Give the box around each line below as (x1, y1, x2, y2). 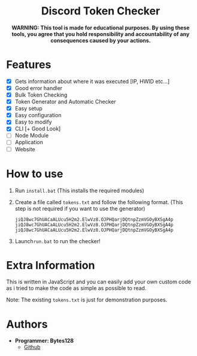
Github (23, 343, 41, 351)
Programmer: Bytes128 (14, 337, 74, 345)
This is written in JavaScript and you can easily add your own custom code (6, 278, 192, 286)
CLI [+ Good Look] (14, 125, 61, 133)
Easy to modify (14, 118, 52, 125)
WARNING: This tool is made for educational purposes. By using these (11, 24, 190, 31)
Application (14, 139, 43, 146)
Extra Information (6, 258, 95, 272)
